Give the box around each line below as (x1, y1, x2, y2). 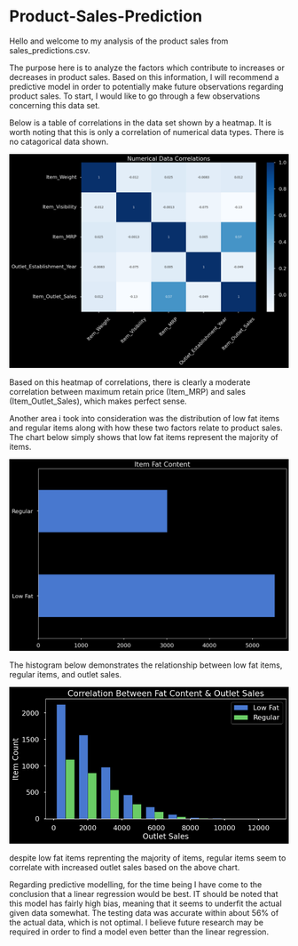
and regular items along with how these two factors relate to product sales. (9, 422, 284, 433)
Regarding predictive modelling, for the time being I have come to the (9, 878, 263, 890)
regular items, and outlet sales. (9, 669, 122, 680)
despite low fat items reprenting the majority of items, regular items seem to (9, 852, 286, 863)
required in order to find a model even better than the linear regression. (9, 926, 269, 937)
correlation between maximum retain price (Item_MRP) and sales (9, 386, 247, 397)
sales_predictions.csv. (9, 44, 90, 55)
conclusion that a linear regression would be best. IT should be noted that (9, 888, 278, 899)
